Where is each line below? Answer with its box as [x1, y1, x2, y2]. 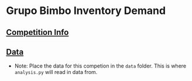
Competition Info [6, 27, 69, 37]
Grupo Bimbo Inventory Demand [6, 4, 166, 17]
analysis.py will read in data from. [14, 69, 98, 76]
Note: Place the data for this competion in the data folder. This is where [14, 62, 187, 69]
